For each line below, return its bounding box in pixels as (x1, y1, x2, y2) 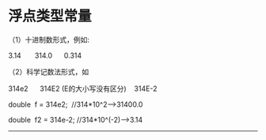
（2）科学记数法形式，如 (8, 66, 89, 76)
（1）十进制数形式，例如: (8, 35, 89, 44)
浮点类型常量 (8, 7, 93, 25)
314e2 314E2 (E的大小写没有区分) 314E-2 (8, 84, 158, 93)
